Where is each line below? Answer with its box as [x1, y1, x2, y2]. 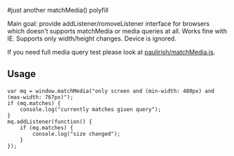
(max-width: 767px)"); [7, 94, 74, 101]
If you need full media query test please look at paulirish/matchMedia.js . [7, 48, 216, 56]
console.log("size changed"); [32, 130, 121, 137]
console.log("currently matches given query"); [20, 106, 161, 113]
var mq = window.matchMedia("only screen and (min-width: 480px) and [7, 87, 215, 94]
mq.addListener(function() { [7, 118, 92, 125]
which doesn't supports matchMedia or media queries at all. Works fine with [7, 27, 228, 35]
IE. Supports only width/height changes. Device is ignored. [7, 34, 177, 43]
